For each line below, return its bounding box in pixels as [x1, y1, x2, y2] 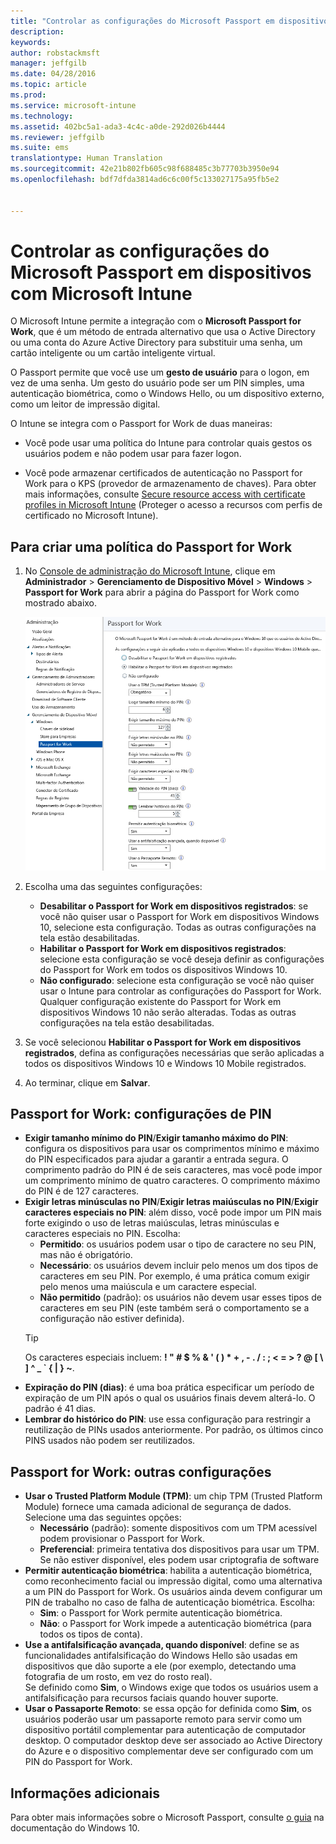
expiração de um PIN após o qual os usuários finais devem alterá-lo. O [24, 1392, 316, 1404]
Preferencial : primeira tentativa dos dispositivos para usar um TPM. [39, 1543, 320, 1555]
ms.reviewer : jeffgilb [10, 132, 105, 142]
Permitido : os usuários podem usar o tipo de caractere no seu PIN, [39, 1238, 317, 1250]
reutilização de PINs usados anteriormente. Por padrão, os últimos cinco [24, 1424, 324, 1436]
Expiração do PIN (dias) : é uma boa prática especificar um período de [24, 1381, 315, 1394]
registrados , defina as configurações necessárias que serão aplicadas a [24, 1046, 325, 1059]
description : [10, 26, 65, 37]
